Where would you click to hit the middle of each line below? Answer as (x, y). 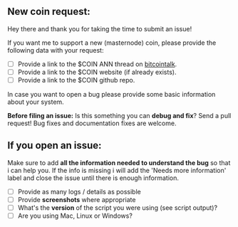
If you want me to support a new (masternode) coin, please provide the (112, 43)
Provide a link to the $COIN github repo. (76, 80)
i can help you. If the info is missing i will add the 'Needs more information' (117, 170)
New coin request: (49, 12)
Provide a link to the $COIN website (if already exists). (97, 72)
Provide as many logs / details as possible (79, 191)
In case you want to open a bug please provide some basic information (112, 94)
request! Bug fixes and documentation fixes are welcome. (92, 123)
